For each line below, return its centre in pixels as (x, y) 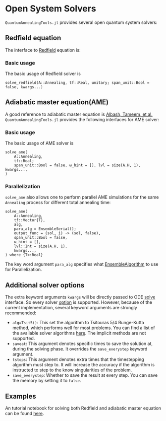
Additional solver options (45, 285)
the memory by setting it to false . (47, 381)
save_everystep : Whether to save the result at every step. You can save (85, 375)
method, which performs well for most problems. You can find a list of (83, 328)
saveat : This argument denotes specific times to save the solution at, (82, 344)
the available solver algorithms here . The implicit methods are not (79, 333)
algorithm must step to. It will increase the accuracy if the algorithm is (83, 365)
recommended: (21, 313)
